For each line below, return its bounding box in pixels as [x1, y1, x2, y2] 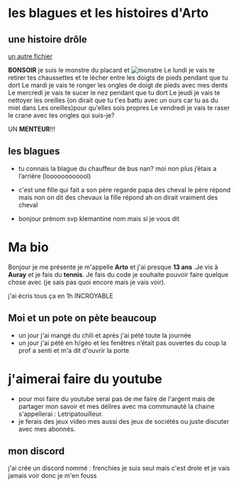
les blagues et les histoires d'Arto [8, 5, 209, 21]
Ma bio [8, 239, 49, 255]
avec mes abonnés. [18, 425, 76, 433]
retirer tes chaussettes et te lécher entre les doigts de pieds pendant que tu [8, 73, 229, 82]
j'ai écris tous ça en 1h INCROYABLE [8, 291, 114, 300]
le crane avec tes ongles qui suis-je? [8, 111, 115, 119]
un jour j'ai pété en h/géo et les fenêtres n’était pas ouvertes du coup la [18, 339, 227, 347]
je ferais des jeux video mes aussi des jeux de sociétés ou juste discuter [18, 417, 229, 425]
